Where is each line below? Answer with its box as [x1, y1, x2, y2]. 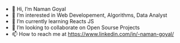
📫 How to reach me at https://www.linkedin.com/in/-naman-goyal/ [11, 31, 175, 37]
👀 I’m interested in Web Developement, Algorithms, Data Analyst [11, 12, 168, 19]
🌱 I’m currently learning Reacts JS [11, 18, 94, 24]
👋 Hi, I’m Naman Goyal [11, 6, 66, 12]
